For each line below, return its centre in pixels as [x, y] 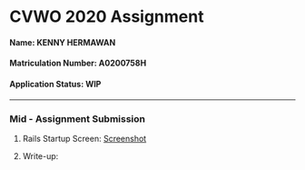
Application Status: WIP [55, 84]
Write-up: [40, 155]
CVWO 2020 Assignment [107, 17]
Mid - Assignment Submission [77, 118]
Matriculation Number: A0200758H [78, 63]
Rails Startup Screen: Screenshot [84, 138]
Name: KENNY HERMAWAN [63, 42]
